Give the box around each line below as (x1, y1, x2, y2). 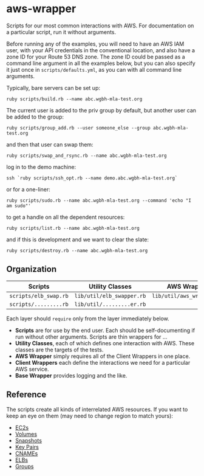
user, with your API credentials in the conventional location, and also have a (6, 46, 195, 53)
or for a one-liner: (6, 185, 50, 193)
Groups (15, 463, 34, 470)
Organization (6, 264, 56, 275)
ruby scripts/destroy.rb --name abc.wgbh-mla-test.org (6, 247, 148, 254)
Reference (6, 390, 47, 400)
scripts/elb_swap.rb (9, 292, 69, 299)
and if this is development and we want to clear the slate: (6, 236, 149, 243)
